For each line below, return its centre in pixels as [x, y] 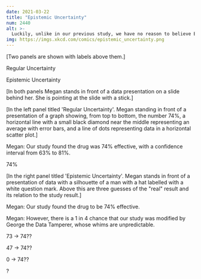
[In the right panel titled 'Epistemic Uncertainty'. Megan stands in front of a [98, 176]
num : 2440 [19, 23]
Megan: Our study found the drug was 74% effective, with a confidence [95, 146]
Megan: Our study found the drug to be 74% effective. [73, 207]
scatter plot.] [22, 135]
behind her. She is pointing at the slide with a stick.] [70, 98]
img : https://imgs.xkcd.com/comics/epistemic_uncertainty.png [85, 40]
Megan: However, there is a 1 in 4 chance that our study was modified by [96, 218]
